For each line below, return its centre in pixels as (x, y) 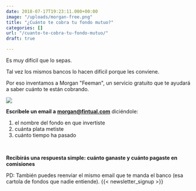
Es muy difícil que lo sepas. (39, 60)
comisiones (20, 164)
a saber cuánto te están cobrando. (48, 89)
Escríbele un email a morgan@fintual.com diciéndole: (72, 111)
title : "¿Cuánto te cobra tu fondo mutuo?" (60, 22)
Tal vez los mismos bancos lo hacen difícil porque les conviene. (83, 72)
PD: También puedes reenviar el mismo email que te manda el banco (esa (94, 175)
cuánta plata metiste (39, 129)
